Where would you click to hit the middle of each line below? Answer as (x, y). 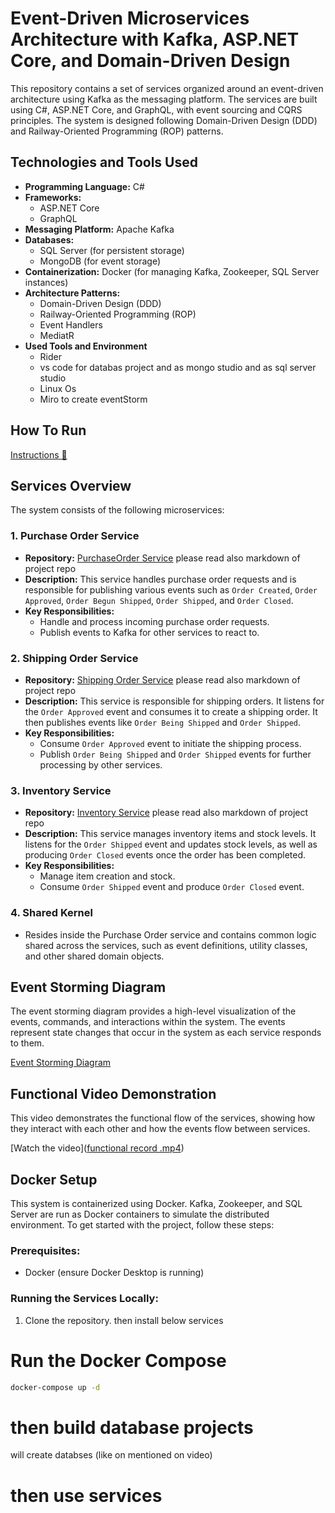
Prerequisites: (45, 1250)
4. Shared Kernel (51, 913)
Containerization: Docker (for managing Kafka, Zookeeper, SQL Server (172, 271)
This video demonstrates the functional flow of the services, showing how (163, 1118)
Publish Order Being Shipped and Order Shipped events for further (175, 754)
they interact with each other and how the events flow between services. (160, 1129)
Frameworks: (53, 197)
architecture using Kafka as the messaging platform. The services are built (164, 99)
